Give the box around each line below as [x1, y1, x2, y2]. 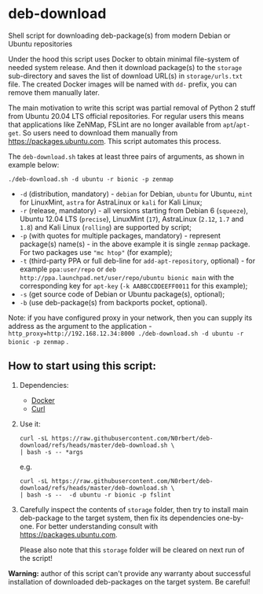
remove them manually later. [8, 87, 100, 97]
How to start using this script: [8, 360, 157, 373]
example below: [8, 160, 60, 169]
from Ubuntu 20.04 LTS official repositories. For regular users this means [8, 111, 245, 120]
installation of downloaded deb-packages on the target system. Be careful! [8, 577, 250, 586]
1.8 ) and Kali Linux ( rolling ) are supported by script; [19, 222, 192, 232]
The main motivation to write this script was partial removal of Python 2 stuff [8, 103, 256, 113]
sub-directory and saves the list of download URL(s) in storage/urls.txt [8, 71, 243, 80]
